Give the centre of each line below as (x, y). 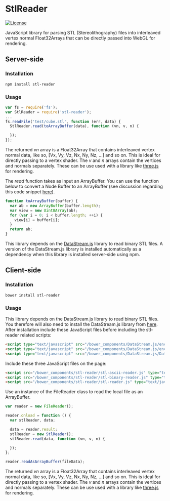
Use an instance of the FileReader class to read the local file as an (74, 392)
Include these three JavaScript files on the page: (56, 363)
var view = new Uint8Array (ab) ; (44, 211)
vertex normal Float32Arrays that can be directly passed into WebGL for (80, 38)
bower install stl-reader (32, 295)
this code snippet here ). (30, 192)
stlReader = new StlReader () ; (41, 434)
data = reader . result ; (34, 429)
